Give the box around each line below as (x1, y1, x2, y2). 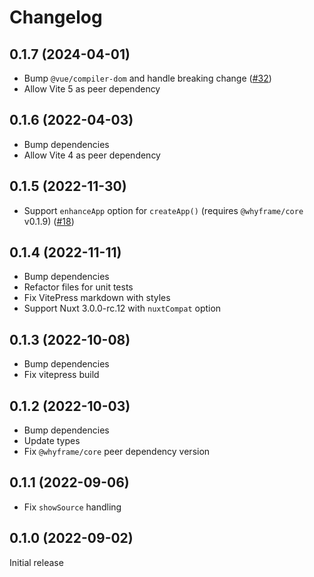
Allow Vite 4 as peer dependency (23, 149, 161, 161)
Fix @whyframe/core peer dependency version (23, 446, 211, 458)
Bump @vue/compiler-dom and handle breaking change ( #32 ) (23, 72, 272, 84)
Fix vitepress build (23, 369, 100, 381)
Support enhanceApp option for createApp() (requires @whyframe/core (23, 204, 304, 216)
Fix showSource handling (23, 501, 122, 513)
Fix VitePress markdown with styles (23, 292, 171, 304)
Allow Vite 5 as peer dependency (23, 83, 161, 95)
